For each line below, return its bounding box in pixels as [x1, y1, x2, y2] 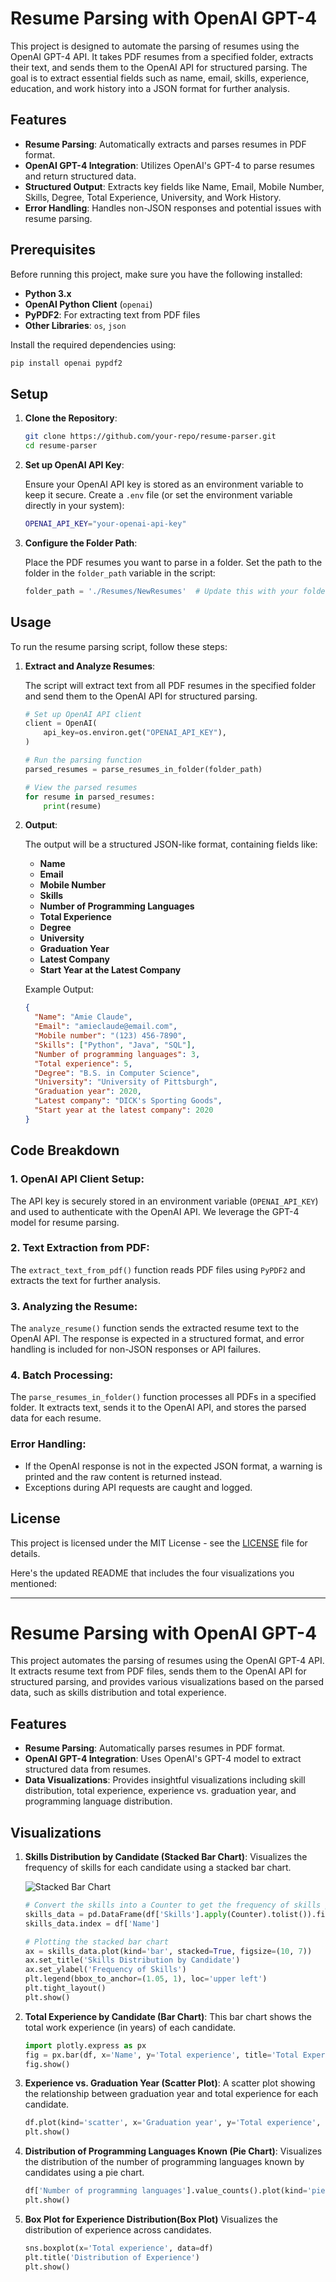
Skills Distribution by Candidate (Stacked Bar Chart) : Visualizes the [24, 1851, 308, 1863]
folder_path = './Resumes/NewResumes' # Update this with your [24, 586, 299, 596]
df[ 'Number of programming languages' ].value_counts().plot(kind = [24, 2186, 308, 2196]
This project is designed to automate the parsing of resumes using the [10, 40, 300, 52]
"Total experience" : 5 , [34, 1058, 133, 1069]
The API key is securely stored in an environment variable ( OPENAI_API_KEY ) [10, 1195, 319, 1207]
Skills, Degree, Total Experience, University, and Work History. [24, 191, 282, 203]
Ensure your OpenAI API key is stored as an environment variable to [24, 478, 304, 490]
